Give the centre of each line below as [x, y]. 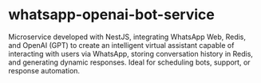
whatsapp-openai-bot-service [112, 15]
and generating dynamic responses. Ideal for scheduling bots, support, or [129, 62]
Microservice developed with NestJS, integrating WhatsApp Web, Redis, [127, 37]
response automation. [44, 70]
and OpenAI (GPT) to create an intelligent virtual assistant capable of [121, 45]
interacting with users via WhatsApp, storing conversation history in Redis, [131, 53]
